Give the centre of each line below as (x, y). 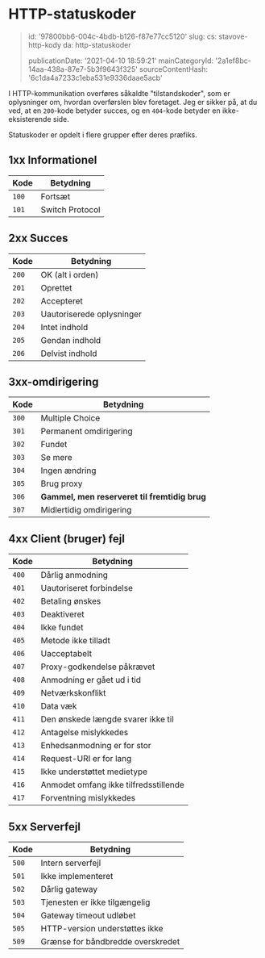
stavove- (233, 36)
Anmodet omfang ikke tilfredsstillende (113, 785)
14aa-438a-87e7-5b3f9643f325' (83, 69)
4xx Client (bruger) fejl (66, 539)
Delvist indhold (69, 353)
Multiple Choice (70, 418)
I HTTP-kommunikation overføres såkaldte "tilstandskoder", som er (120, 93)
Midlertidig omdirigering (86, 510)
